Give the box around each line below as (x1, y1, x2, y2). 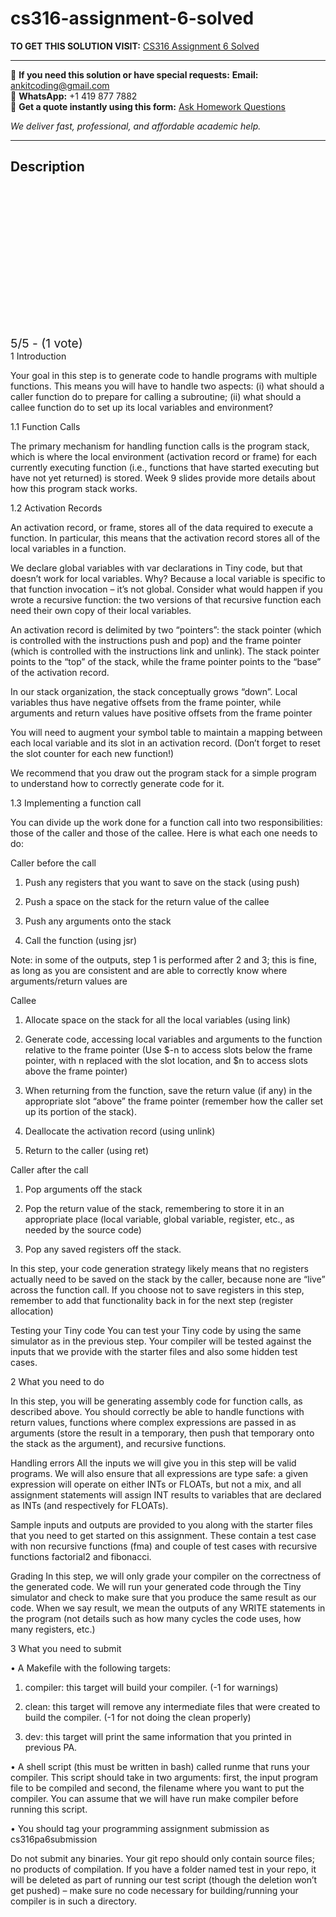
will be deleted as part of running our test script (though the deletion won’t (10, 1873, 318, 1886)
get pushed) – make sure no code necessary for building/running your (10, 1884, 299, 1896)
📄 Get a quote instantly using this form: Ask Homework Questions (10, 100, 286, 112)
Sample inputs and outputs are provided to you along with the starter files (10, 1518, 313, 1531)
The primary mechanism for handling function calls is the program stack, (10, 440, 310, 452)
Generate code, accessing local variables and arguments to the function (24, 1033, 323, 1045)
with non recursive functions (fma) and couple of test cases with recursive (10, 1540, 318, 1552)
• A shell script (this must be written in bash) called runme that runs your (10, 1760, 311, 1772)
